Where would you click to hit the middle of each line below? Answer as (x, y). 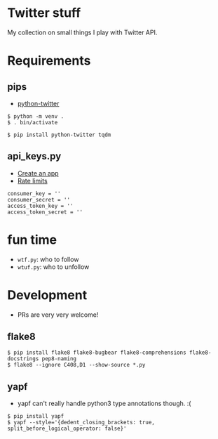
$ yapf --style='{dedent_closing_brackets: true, (81, 423)
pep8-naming (59, 359)
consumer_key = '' (34, 194)
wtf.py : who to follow (48, 259)
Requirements (49, 61)
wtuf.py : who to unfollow (53, 267)
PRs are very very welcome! (58, 315)
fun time (32, 240)
